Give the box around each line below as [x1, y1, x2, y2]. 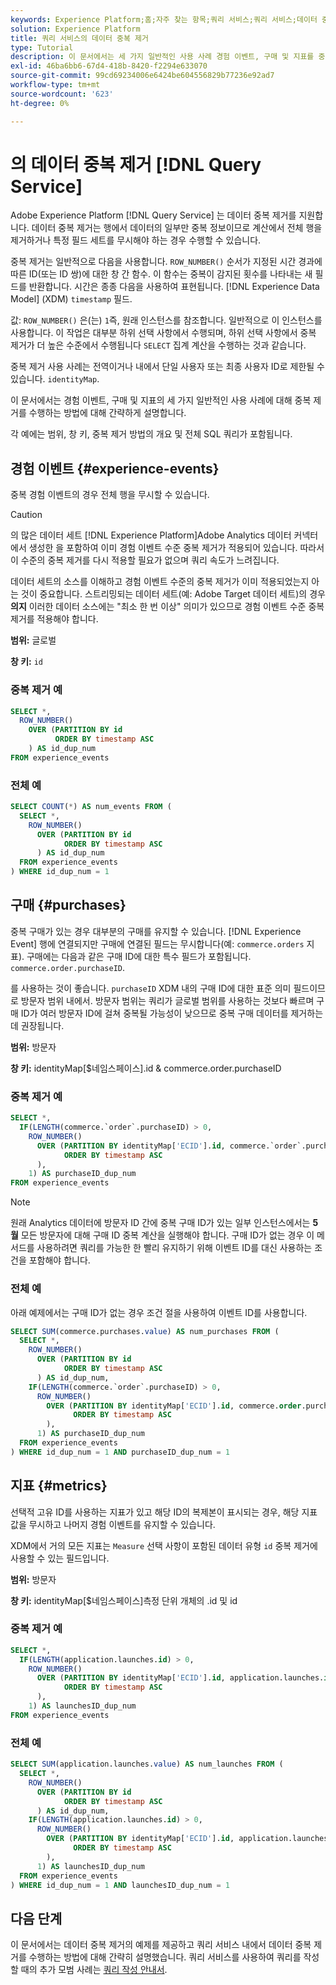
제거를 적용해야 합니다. [10, 613, 99, 625]
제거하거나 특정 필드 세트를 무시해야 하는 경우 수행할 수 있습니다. [10, 234, 262, 246]
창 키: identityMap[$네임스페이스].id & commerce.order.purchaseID [10, 1062, 282, 1074]
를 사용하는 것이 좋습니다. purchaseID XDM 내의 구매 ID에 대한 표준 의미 [10, 982, 292, 994]
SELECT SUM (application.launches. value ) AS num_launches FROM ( [10, 1759, 284, 1770]
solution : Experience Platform [10, 24, 141, 34]
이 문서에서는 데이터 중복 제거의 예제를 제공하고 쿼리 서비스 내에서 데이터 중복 [10, 1939, 312, 1951]
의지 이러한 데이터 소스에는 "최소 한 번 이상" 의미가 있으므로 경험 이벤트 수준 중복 [10, 601, 325, 613]
